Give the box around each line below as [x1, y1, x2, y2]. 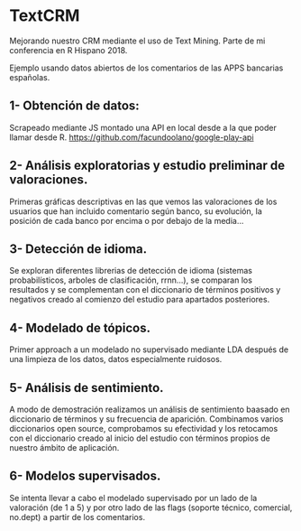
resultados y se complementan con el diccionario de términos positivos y [9, 284, 281, 295]
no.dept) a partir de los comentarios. [9, 511, 146, 522]
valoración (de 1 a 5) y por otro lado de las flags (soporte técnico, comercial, [9, 502, 293, 513]
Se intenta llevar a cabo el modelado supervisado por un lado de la [9, 492, 258, 503]
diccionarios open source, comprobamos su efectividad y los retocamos [9, 424, 278, 433]
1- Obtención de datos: [9, 98, 140, 114]
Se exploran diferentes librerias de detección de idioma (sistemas [9, 265, 252, 276]
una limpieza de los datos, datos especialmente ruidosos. [9, 354, 223, 365]
